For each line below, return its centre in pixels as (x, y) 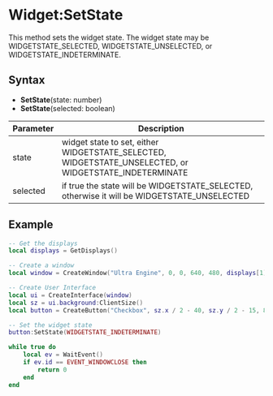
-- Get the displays (43, 243)
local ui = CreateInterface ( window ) (70, 295)
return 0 (52, 370)
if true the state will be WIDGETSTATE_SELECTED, (157, 186)
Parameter (33, 128)
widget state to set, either (110, 142)
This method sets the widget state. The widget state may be (109, 37)
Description (161, 128)
